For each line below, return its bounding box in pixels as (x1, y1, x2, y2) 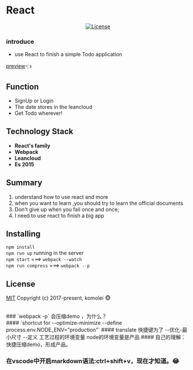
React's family (14, 142, 51, 149)
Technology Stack (6, 126, 73, 136)
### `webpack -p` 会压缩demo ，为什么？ (6, 313, 107, 320)
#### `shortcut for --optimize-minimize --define (6, 320, 122, 327)
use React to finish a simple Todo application (14, 51, 122, 58)
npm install (6, 244, 35, 251)
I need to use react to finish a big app (14, 212, 104, 219)
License (6, 279, 36, 289)
